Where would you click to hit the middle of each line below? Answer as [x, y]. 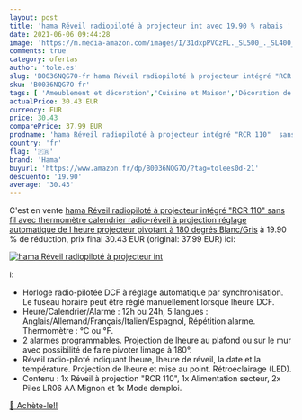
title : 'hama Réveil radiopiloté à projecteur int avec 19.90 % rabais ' [151, 26]
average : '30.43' [42, 185]
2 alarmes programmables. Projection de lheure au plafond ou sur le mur [157, 340]
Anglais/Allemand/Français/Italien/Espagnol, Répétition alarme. [139, 321]
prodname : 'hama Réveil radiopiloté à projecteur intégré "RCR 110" [140, 135]
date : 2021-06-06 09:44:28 [60, 34]
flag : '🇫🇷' [31, 151]
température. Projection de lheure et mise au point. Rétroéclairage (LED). [157, 369]
